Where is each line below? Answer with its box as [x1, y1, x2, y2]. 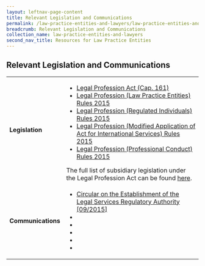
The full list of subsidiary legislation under [66, 166, 186, 174]
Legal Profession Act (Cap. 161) [76, 83, 170, 92]
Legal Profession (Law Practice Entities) [76, 91, 191, 100]
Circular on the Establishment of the [76, 190, 179, 198]
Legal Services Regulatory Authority [76, 197, 180, 205]
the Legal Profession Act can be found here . [66, 174, 192, 182]
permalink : [6, 20, 34, 26]
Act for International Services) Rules [76, 129, 180, 138]
